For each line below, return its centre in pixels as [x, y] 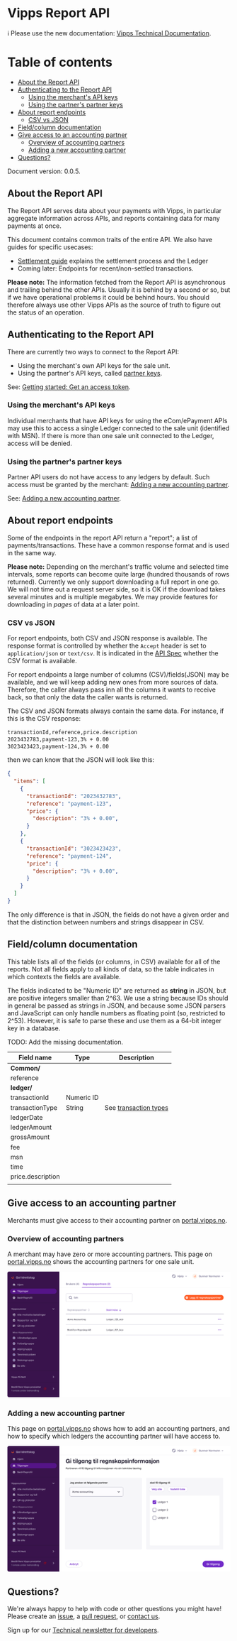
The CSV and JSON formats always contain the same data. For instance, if [116, 711]
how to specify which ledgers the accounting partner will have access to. [114, 1436]
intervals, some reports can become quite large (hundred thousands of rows [118, 574]
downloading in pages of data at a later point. [74, 604]
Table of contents [60, 62]
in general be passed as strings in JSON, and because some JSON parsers [117, 1005]
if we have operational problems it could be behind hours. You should [109, 297]
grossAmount [30, 1137]
